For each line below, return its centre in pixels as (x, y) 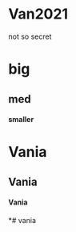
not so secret (30, 36)
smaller (21, 120)
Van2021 (38, 14)
